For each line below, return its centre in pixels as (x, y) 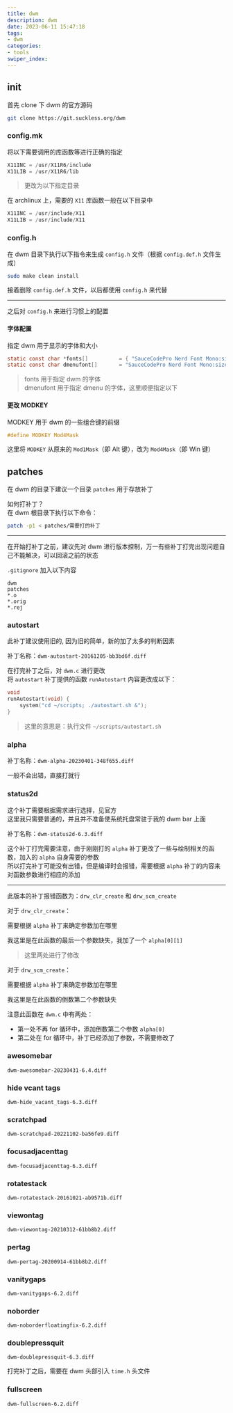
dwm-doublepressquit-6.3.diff (51, 1357)
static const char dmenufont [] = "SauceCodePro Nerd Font (102, 365)
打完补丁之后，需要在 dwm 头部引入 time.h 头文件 (79, 1371)
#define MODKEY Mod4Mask (43, 435)
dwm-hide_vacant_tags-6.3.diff (52, 1103)
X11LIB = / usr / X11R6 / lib (43, 171)
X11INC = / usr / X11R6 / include (49, 165)
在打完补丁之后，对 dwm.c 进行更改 (56, 671)
